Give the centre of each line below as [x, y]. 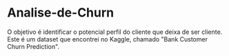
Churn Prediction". [33, 46]
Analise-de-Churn [61, 13]
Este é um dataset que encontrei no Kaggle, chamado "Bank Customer [108, 39]
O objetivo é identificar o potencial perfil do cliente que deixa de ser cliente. [115, 32]
